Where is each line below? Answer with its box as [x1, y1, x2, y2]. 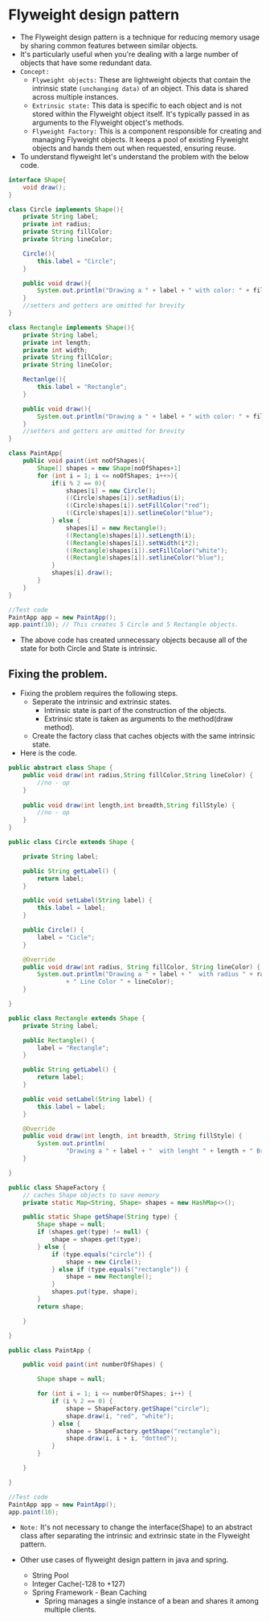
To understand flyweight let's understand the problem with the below [19, 151, 249, 162]
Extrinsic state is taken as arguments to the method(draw [43, 714, 234, 724]
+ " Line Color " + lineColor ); [65, 978, 174, 986]
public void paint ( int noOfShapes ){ [22, 457, 146, 465]
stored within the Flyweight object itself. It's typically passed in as [31, 109, 250, 118]
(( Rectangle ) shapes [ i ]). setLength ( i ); [65, 531, 196, 539]
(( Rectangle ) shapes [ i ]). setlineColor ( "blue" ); [65, 554, 225, 562]
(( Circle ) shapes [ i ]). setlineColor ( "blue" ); [65, 509, 215, 518]
